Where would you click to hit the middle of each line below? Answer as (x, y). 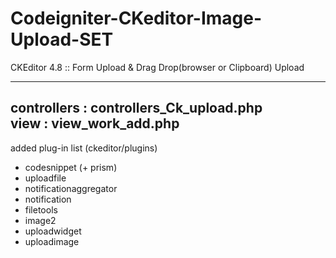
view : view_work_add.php (95, 123)
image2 (40, 220)
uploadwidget (53, 231)
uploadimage (52, 241)
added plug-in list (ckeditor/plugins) (84, 148)
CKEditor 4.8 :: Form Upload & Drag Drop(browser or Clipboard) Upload (157, 67)
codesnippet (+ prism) (71, 167)
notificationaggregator (71, 188)
